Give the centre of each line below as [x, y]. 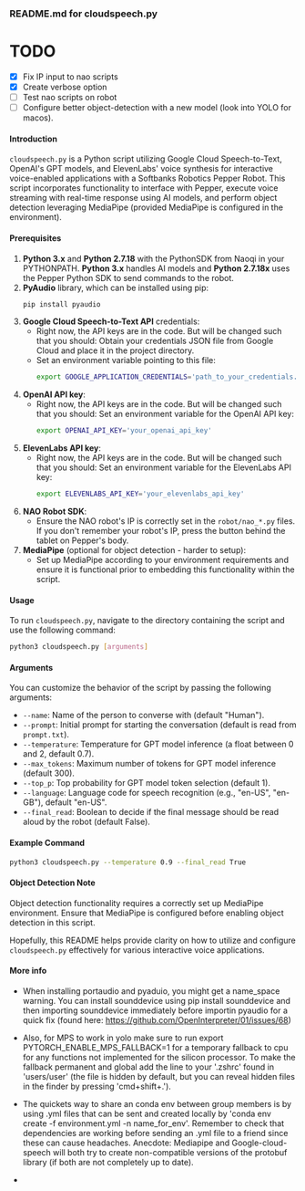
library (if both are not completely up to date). [108, 1162]
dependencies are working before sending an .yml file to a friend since [155, 1133]
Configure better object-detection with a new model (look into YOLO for [157, 108]
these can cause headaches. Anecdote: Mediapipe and [126, 1143]
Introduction [33, 139]
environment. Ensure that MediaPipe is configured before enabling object [147, 913]
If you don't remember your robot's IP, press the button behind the [161, 531]
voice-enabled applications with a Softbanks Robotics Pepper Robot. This [147, 178]
